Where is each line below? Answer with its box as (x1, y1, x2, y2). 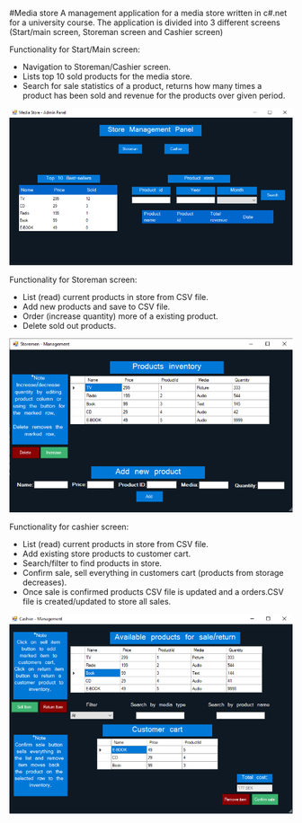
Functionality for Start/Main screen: (9, 44, 141, 55)
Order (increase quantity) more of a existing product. (22, 311, 218, 322)
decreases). (22, 577, 67, 588)
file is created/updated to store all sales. (22, 596, 172, 606)
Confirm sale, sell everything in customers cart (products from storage (22, 567, 285, 578)
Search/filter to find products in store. (22, 557, 163, 569)
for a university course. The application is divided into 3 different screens (9, 17, 280, 28)
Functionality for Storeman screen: (9, 274, 138, 286)
